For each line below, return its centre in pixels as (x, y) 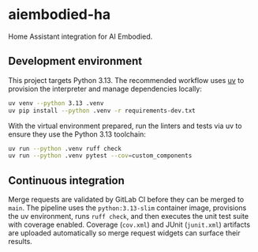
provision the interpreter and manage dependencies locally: (105, 88)
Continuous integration (66, 181)
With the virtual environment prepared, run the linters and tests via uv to (125, 126)
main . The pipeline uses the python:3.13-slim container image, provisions (127, 208)
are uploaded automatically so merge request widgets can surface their (124, 233)
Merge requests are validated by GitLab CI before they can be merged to (126, 200)
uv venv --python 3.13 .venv (56, 103)
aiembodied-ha (60, 15)
